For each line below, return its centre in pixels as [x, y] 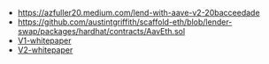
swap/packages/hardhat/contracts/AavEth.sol [101, 31]
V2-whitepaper [45, 50]
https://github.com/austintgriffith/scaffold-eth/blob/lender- [125, 22]
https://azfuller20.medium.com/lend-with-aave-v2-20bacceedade [138, 13]
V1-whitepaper [44, 40]
